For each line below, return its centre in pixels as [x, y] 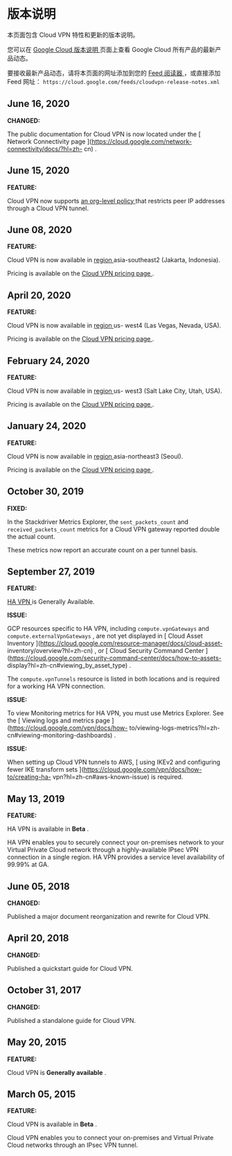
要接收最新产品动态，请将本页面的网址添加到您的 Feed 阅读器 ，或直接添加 [114, 73]
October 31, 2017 [44, 991]
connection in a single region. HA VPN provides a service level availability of [116, 857]
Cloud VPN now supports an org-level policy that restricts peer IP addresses [116, 201]
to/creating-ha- [29, 777]
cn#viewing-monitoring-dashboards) [60, 736]
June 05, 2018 [39, 886]
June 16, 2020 [39, 104]
